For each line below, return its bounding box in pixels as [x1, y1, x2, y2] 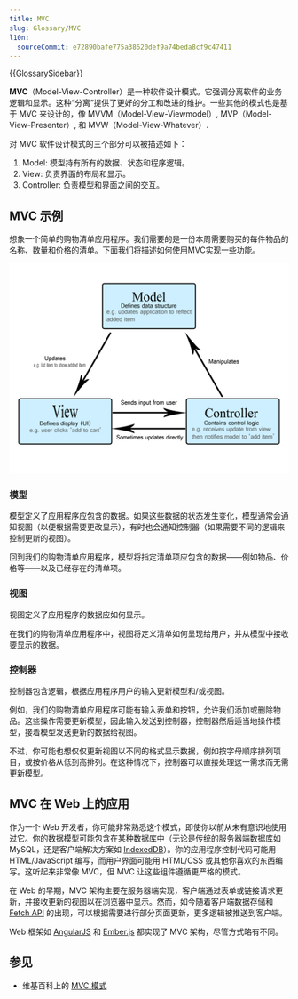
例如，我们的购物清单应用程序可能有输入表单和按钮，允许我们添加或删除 [9, 704, 273, 715]
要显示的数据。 [9, 639, 64, 649]
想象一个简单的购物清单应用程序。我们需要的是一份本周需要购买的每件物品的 [9, 234, 289, 245]
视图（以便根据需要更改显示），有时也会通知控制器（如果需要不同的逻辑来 [16, 521, 286, 533]
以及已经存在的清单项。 [39, 563, 126, 574]
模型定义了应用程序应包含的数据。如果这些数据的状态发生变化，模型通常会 [9, 511, 281, 521]
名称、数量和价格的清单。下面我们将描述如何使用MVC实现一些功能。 [9, 245, 261, 255]
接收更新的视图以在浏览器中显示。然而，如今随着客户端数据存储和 [32, 896, 273, 906]
